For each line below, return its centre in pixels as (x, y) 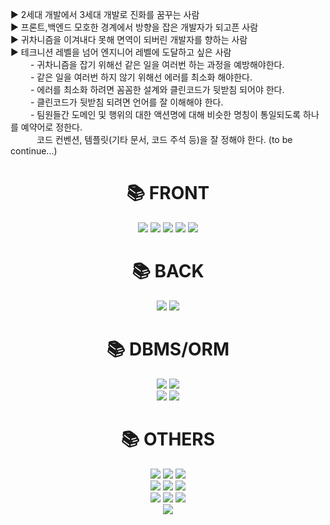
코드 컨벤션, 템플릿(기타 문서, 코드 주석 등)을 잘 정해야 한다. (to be (164, 139)
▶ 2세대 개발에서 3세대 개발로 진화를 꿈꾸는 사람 (105, 14)
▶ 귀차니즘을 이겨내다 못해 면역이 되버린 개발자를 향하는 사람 (129, 39)
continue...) (34, 151)
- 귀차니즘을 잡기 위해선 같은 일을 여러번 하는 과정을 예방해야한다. (157, 64)
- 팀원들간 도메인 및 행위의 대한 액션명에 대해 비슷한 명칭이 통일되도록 (165, 114)
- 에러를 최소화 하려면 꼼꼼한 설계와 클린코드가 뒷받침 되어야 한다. (157, 89)
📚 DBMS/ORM (168, 349)
